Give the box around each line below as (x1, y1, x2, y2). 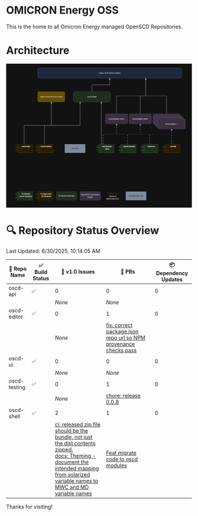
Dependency (156, 269, 189, 276)
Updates (161, 276, 183, 283)
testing (8, 384, 25, 391)
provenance (105, 340, 136, 347)
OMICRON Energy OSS (6, 4, 119, 17)
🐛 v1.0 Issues (61, 268, 95, 275)
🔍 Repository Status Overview (6, 224, 159, 237)
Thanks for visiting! (6, 503, 53, 510)
